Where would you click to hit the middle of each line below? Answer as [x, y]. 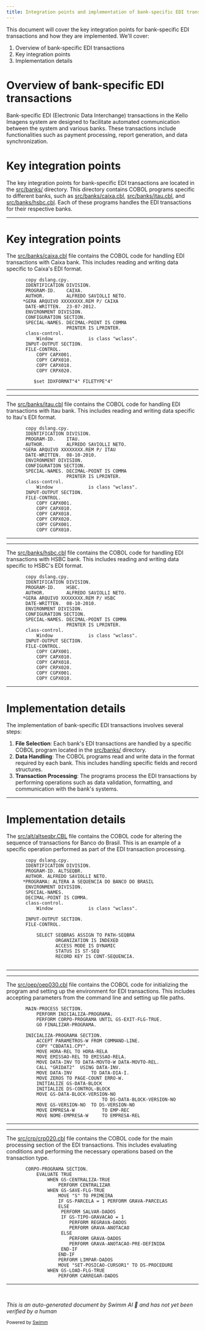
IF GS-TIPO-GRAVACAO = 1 [92, 1217]
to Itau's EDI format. [31, 417]
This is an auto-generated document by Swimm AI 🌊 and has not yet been [100, 1305]
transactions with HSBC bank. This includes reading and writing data [93, 559]
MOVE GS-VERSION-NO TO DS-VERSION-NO [86, 1105]
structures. [29, 769]
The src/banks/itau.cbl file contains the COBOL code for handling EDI [94, 404]
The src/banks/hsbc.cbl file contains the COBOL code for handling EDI [95, 553]
